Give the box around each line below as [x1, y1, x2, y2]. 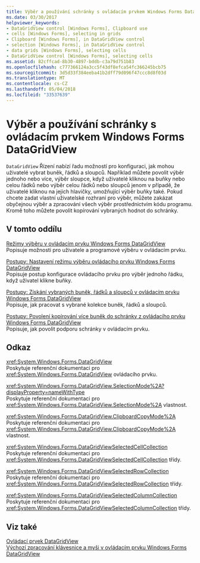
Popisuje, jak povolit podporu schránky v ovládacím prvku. [6, 325, 150, 332]
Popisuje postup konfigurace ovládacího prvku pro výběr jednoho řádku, [6, 270, 185, 278]
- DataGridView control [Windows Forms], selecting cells [6, 53, 153, 59]
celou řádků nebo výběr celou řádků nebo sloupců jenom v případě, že [6, 181, 180, 188]
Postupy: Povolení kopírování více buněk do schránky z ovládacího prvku [6, 312, 186, 319]
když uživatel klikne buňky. [6, 276, 73, 284]
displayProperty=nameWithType [6, 388, 85, 396]
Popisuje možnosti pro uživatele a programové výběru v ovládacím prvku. [6, 246, 187, 253]
